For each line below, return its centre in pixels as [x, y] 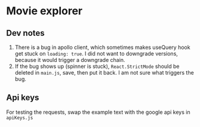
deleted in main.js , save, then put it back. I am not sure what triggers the [104, 72]
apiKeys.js [20, 117]
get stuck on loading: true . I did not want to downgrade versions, [96, 54]
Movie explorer [44, 11]
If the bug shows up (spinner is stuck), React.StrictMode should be [97, 66]
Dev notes [25, 33]
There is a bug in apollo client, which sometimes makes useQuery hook [102, 47]
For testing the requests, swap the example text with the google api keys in [98, 112]
